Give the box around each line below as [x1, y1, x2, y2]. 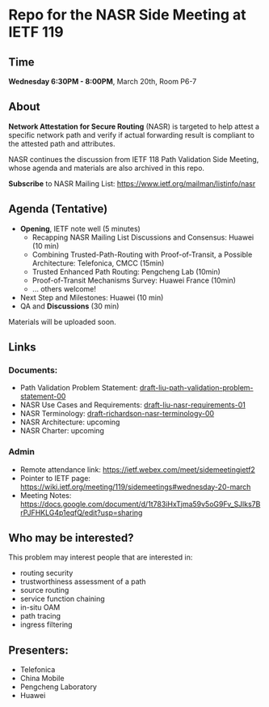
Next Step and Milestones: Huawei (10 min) [19, 292, 164, 302]
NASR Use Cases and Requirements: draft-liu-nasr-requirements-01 [19, 400, 246, 410]
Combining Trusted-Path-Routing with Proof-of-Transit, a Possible [32, 249, 253, 259]
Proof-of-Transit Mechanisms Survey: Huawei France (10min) [32, 275, 237, 285]
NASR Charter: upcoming [19, 426, 105, 436]
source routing [19, 586, 69, 595]
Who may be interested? [8, 531, 135, 544]
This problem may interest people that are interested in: [8, 552, 193, 562]
